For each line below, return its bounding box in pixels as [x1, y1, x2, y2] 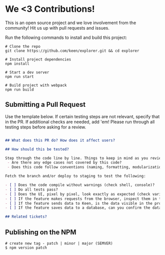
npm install [5, 61, 29, 66]
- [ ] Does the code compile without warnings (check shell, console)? [5, 183, 155, 188]
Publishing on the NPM [5, 228, 77, 236]
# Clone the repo [5, 44, 41, 49]
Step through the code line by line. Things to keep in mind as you [5, 156, 148, 160]
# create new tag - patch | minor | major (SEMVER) [5, 241, 113, 246]
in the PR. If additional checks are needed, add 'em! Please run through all [5, 119, 155, 125]
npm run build [5, 87, 34, 92]
